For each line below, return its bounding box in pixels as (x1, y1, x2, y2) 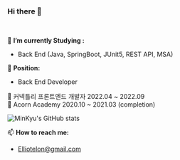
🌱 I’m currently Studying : (7, 36, 85, 45)
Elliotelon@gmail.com (17, 145, 82, 154)
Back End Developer (17, 78, 78, 86)
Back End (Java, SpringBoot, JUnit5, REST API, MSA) (17, 50, 174, 59)
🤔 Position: (7, 64, 41, 73)
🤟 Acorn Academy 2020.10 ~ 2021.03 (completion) (7, 100, 156, 109)
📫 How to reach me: (7, 128, 70, 137)
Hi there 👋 (7, 6, 43, 16)
